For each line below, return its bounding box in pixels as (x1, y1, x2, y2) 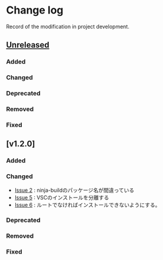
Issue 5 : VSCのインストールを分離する (14, 194, 109, 201)
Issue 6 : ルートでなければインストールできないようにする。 (14, 201, 161, 208)
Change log (6, 4, 64, 17)
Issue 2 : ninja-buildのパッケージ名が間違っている (14, 186, 135, 194)
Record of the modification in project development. (6, 23, 129, 30)
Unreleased (6, 40, 50, 50)
